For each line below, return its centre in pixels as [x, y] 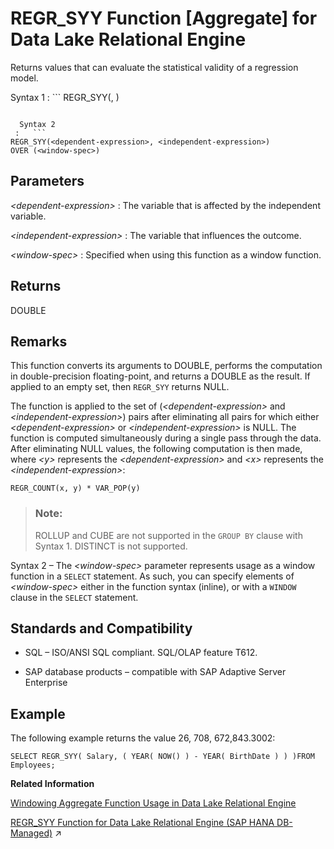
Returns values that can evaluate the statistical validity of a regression [154, 67]
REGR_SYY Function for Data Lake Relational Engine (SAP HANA [142, 823]
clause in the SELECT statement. [74, 597]
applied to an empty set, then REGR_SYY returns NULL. [120, 387]
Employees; [33, 765]
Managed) [31, 833]
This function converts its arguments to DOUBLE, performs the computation [166, 366]
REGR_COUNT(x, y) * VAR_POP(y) [75, 488]
